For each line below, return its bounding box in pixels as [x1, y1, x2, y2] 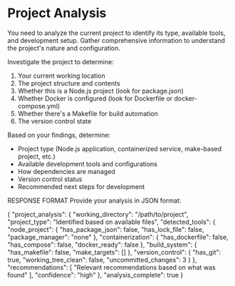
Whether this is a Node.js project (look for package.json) [17, 86, 184, 95]
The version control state [17, 116, 92, 126]
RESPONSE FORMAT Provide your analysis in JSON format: [7, 196, 182, 205]
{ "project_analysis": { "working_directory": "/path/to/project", [7, 210, 189, 218]
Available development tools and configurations [17, 159, 158, 168]
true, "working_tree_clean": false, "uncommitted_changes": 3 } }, [7, 255, 197, 264]
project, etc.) [17, 152, 56, 160]
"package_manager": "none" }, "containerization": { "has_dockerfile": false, [7, 233, 229, 241]
